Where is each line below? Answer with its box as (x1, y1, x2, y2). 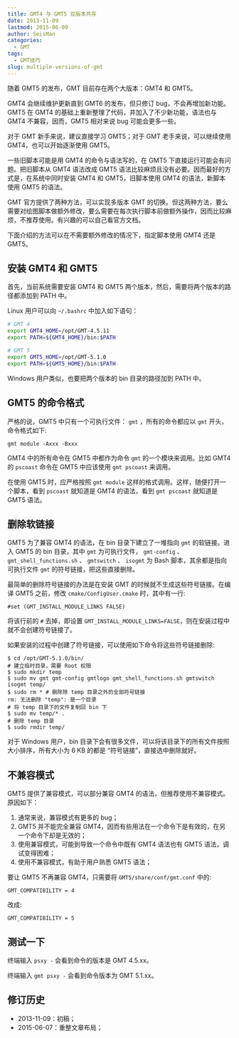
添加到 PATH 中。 (19, 291, 71, 300)
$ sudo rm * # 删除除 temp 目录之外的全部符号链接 (7, 688, 146, 696)
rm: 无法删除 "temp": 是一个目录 (7, 696, 97, 703)
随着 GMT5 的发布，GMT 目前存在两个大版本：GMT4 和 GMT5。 (7, 83, 197, 93)
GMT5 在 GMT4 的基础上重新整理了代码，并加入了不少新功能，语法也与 (7, 108, 217, 116)
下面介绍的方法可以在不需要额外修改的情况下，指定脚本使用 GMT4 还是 (7, 231, 216, 239)
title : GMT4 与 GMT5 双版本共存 (7, 10, 97, 18)
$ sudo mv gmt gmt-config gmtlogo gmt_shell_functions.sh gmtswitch (7, 675, 215, 682)
